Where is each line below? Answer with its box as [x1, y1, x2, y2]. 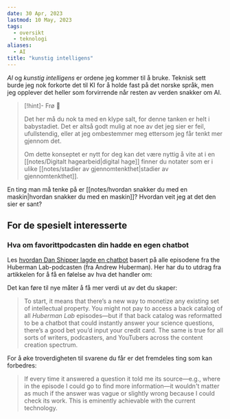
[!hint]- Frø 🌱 [23, 101, 60, 110]
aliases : [7, 42, 32, 49]
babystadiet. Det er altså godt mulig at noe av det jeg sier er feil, [23, 122, 206, 131]
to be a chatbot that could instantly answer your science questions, [23, 319, 215, 327]
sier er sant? [7, 200, 43, 208]
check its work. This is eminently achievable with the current [23, 396, 196, 405]
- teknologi [13, 36, 48, 43]
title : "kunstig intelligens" [7, 55, 94, 62]
